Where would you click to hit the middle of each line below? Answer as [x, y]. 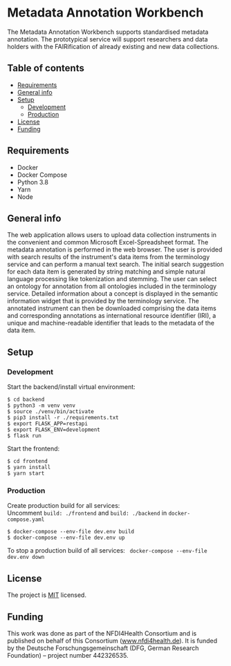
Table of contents [46, 68]
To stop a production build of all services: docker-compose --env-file [107, 551]
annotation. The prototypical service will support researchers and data [108, 39]
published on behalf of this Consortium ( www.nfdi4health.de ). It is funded [112, 640]
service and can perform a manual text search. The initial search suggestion [116, 265]
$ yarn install [29, 468]
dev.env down [26, 558]
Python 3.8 [33, 182]
